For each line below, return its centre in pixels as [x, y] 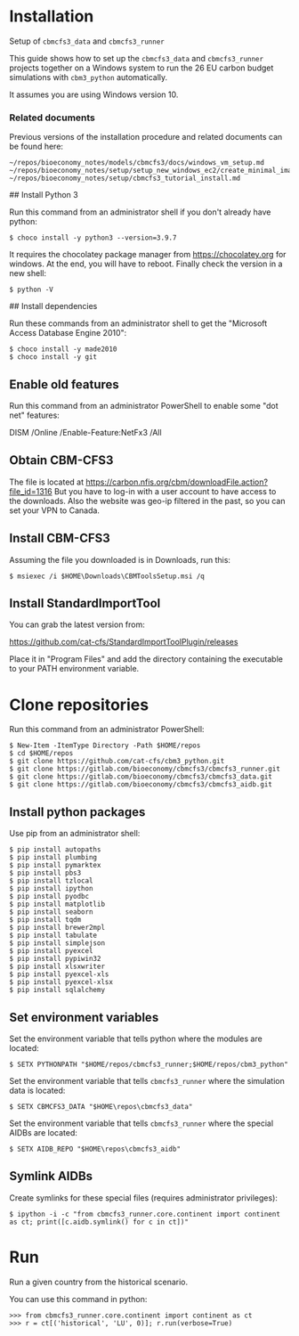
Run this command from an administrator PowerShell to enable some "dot [144, 406]
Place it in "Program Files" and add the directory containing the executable [146, 659]
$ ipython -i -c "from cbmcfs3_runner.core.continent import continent [145, 1214]
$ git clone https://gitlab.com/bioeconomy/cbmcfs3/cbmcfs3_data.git [141, 777]
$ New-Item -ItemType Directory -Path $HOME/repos [105, 745]
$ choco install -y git [53, 357]
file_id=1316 [31, 491]
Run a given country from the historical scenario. [99, 1282]
